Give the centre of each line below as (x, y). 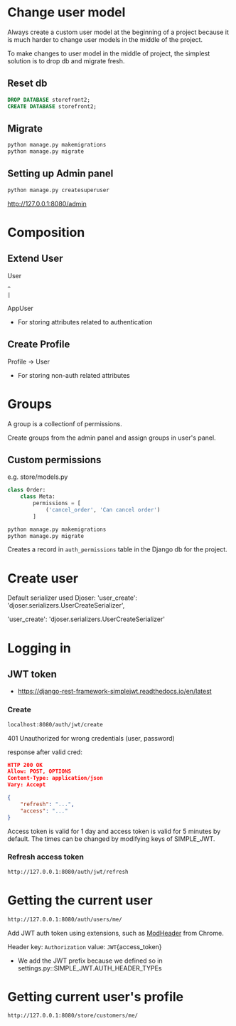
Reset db (27, 84)
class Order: (27, 490)
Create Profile (39, 345)
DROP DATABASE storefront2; (49, 100)
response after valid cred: (45, 752)
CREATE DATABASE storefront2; (52, 106)
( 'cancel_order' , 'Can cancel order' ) (103, 509)
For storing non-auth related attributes (74, 375)
